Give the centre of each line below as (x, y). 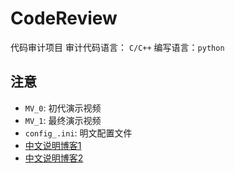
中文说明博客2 (54, 158)
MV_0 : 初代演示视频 (63, 108)
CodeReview (64, 18)
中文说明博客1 (53, 145)
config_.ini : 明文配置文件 (78, 133)
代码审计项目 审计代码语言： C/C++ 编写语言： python (117, 47)
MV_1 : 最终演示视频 (63, 120)
